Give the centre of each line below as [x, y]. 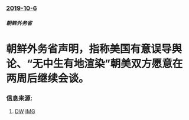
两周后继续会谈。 [48, 78]
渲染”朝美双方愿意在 [133, 64]
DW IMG [25, 111]
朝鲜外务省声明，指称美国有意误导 [89, 49]
